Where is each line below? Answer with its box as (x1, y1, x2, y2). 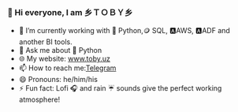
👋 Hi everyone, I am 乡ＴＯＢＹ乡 (7, 6, 133, 17)
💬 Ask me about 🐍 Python (18, 46, 102, 55)
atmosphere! (18, 95, 61, 104)
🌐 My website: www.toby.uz (18, 54, 111, 64)
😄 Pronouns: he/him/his (18, 75, 98, 84)
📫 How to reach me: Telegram (18, 63, 117, 73)
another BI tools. (18, 37, 73, 47)
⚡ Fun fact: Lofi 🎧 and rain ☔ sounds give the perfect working (18, 84, 222, 93)
